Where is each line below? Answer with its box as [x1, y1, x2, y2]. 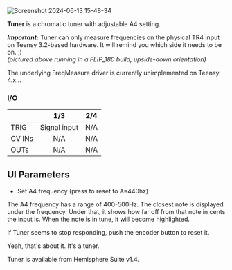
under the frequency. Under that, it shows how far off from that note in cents [7, 208, 226, 216]
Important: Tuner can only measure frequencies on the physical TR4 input [7, 33, 220, 41]
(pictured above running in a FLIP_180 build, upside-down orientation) [7, 55, 206, 64]
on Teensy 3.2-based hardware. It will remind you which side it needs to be [7, 41, 222, 48]
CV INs [10, 134, 33, 144]
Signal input [39, 123, 79, 133]
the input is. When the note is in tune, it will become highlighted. [7, 215, 190, 224]
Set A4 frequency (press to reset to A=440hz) [17, 187, 149, 195]
